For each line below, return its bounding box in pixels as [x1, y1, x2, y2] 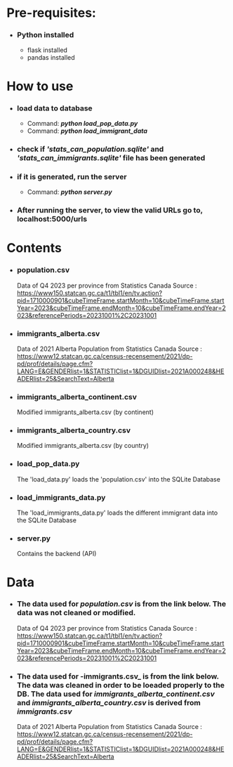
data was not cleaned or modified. [16, 608, 136, 618]
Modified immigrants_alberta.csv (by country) [16, 441, 149, 450]
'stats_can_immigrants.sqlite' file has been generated [16, 153, 206, 162]
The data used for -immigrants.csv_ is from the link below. [16, 671, 219, 681]
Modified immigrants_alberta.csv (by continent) [16, 408, 154, 416]
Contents [6, 240, 62, 256]
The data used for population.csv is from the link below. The [16, 599, 227, 609]
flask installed [27, 46, 68, 54]
